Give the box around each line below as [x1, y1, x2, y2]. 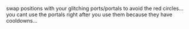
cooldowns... [6, 17, 38, 24]
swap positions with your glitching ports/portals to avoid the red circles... [6, 5, 184, 12]
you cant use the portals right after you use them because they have [6, 11, 172, 18]
